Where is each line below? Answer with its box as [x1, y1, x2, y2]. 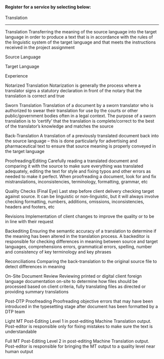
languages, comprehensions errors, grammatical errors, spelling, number [5, 244, 152, 250]
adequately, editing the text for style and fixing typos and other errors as [5, 168, 151, 174]
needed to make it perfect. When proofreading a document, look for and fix [5, 174, 157, 179]
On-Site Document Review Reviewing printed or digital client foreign [5, 273, 142, 279]
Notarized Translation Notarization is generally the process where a [5, 82, 141, 88]
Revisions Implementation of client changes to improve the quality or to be [5, 213, 155, 219]
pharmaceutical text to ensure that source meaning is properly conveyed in [5, 143, 156, 149]
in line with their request [5, 219, 54, 225]
